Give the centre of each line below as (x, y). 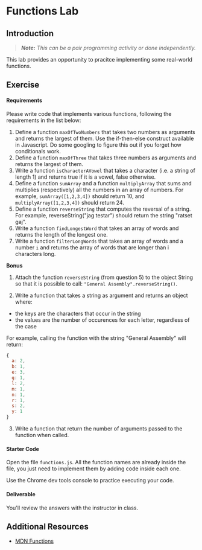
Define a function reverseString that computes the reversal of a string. (103, 209)
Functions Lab (43, 11)
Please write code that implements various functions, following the (89, 114)
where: (24, 302)
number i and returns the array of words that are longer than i (92, 247)
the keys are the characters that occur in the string (78, 313)
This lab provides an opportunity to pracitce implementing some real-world (99, 59)
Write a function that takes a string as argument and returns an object (101, 295)
